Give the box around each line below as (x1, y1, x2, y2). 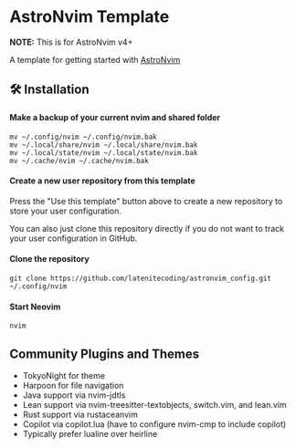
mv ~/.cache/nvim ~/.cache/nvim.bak (9, 156, 149, 165)
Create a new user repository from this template (9, 175, 196, 186)
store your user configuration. (9, 205, 122, 216)
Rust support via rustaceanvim (22, 409, 139, 420)
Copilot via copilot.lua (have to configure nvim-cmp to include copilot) (22, 418, 287, 430)
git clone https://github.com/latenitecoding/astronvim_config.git (9, 274, 272, 283)
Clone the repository (9, 254, 90, 265)
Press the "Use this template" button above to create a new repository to (9, 195, 283, 206)
